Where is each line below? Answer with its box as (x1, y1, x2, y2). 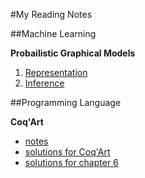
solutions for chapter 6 (24, 157, 119, 168)
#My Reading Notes (10, 9, 93, 20)
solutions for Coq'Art (24, 146, 111, 158)
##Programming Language (10, 97, 122, 108)
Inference (24, 77, 65, 89)
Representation (24, 67, 88, 78)
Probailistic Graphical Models (10, 47, 136, 59)
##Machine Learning (10, 28, 97, 39)
